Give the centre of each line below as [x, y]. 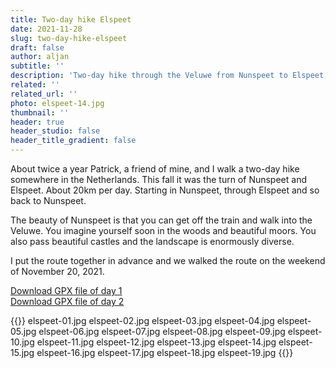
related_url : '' [44, 94]
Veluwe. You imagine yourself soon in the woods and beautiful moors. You [163, 230]
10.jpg [22, 342]
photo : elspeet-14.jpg [57, 103]
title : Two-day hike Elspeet [71, 19]
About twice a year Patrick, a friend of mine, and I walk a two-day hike [155, 169]
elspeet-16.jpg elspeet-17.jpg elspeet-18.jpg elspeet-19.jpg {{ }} [165, 352]
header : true [37, 122]
